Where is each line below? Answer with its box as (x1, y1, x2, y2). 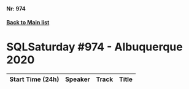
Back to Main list (6, 19, 50, 26)
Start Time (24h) (9, 75, 60, 84)
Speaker (65, 75, 90, 84)
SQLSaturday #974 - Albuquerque (6, 40, 183, 54)
